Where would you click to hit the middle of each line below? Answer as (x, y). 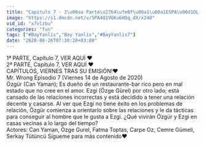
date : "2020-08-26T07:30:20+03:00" (52, 40)
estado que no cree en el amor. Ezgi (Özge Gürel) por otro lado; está (93, 90)
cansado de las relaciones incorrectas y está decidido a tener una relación (100, 97)
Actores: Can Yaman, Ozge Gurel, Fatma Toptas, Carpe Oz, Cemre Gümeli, (100, 130)
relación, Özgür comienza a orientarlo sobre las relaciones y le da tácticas (100, 110)
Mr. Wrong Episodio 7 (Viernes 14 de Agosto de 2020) (75, 78)
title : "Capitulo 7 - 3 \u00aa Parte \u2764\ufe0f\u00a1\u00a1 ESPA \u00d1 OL (103, 12)
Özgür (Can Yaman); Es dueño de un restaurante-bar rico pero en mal (95, 84)
